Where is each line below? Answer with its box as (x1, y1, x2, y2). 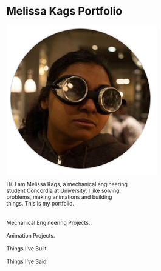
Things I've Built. (6, 244, 49, 252)
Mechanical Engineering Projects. (6, 219, 91, 226)
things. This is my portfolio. (6, 199, 75, 207)
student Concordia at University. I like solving (6, 187, 120, 194)
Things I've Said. (6, 258, 49, 265)
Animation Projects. (6, 232, 55, 239)
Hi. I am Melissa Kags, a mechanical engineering (6, 180, 128, 187)
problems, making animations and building (6, 193, 112, 201)
